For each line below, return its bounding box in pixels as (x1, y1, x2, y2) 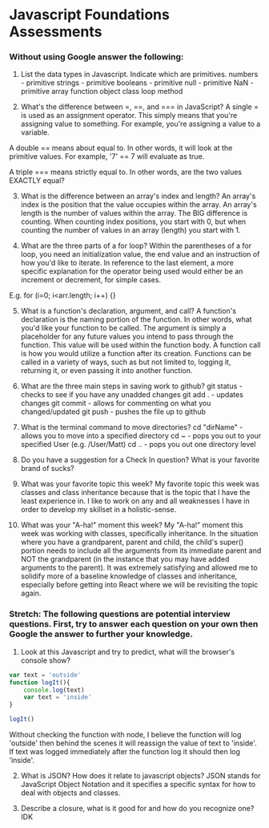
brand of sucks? (20, 464, 74, 473)
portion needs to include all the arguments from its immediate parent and (20, 546, 262, 555)
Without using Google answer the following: (9, 51, 184, 63)
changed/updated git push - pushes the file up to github (20, 407, 207, 416)
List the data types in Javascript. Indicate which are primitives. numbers (20, 70, 259, 79)
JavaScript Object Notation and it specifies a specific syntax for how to (20, 780, 255, 789)
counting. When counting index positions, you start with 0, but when (20, 217, 247, 226)
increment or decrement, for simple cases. (20, 275, 162, 285)
